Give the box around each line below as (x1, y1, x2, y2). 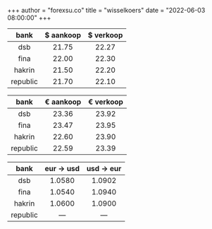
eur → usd (44, 164, 80, 173)
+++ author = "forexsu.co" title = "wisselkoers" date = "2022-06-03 (7, 6, 206, 14)
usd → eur (86, 164, 122, 173)
